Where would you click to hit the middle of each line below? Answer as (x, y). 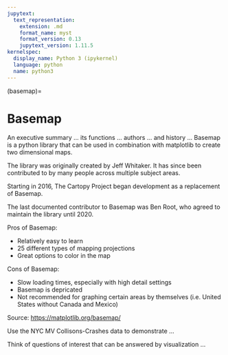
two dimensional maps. (40, 152)
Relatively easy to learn (50, 241)
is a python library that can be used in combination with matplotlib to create (114, 145)
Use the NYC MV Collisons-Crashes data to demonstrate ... (91, 331)
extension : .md (41, 26)
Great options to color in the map (64, 256)
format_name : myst (46, 33)
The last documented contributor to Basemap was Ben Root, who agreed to (114, 207)
